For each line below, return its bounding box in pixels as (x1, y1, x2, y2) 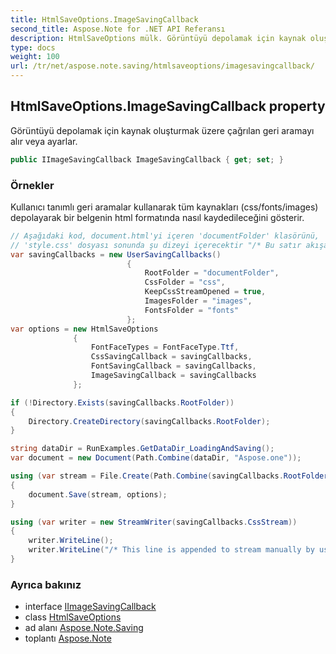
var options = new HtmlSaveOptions (10, 324, 159, 334)
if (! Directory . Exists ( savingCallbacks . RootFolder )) (10, 397, 235, 408)
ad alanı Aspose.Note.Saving (24, 622, 144, 634)
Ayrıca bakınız (10, 577, 82, 591)
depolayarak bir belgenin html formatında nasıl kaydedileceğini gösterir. (10, 211, 305, 223)
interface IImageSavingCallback (24, 601, 157, 613)
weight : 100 (10, 52, 60, 62)
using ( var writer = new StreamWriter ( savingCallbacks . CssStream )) (10, 517, 298, 527)
